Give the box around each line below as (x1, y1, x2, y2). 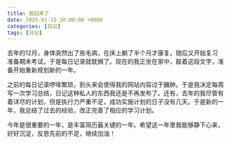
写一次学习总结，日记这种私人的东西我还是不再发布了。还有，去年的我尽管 (7, 89, 218, 97)
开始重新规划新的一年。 (12, 66, 80, 74)
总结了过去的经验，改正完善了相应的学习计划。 (25, 106, 158, 115)
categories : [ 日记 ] (7, 23, 61, 29)
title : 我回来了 (7, 10, 49, 17)
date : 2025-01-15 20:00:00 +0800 (7, 16, 103, 23)
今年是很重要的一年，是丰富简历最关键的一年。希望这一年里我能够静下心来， (7, 121, 224, 129)
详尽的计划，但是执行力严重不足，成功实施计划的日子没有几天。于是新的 (12, 97, 218, 106)
